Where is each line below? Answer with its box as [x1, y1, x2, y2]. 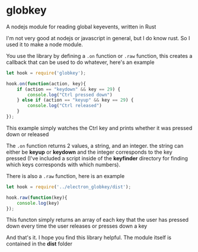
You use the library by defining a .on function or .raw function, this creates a [6, 52, 193, 59]
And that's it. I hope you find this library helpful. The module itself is [6, 234, 172, 241]
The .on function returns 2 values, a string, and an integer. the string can [6, 142, 184, 149]
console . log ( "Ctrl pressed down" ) [27, 92, 113, 98]
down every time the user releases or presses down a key [6, 222, 148, 230]
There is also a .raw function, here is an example [6, 172, 125, 179]
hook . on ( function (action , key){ [6, 80, 86, 86]
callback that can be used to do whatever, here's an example [6, 59, 155, 66]
